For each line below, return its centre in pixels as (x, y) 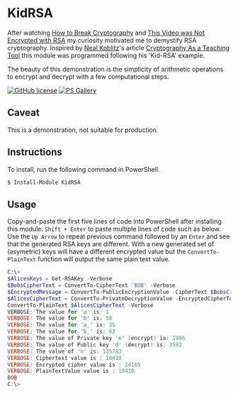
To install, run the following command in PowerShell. (84, 169)
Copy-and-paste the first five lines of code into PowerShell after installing (114, 221)
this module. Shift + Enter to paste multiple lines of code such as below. (114, 229)
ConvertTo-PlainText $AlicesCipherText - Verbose (80, 305)
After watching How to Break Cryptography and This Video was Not (106, 33)
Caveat (24, 113)
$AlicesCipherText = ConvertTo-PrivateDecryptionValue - (93, 299)
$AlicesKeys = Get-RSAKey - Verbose (60, 279)
